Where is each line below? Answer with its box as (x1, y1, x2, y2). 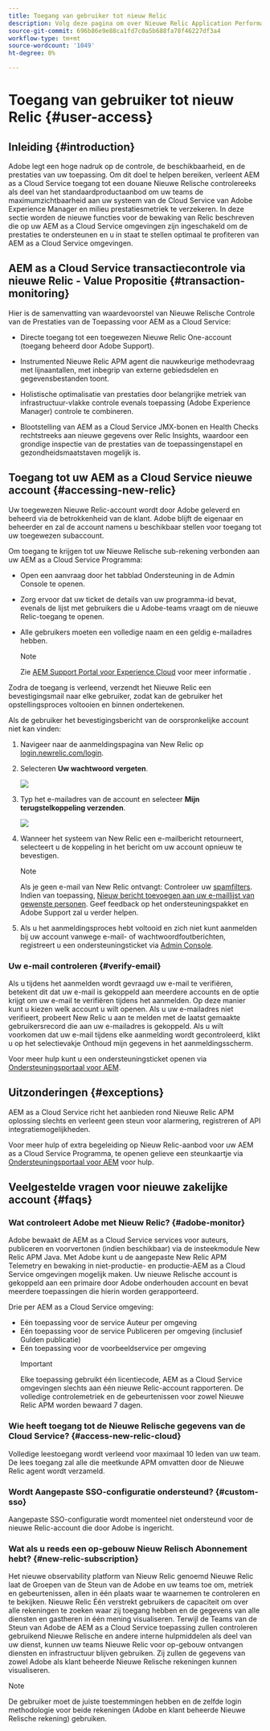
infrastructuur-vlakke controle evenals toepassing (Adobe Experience (19, 398, 251, 407)
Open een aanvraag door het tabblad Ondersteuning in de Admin (19, 570, 235, 580)
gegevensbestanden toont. (19, 374, 110, 383)
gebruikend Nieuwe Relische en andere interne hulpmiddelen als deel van (8, 1631, 252, 1641)
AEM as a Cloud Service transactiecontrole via (8, 262, 246, 275)
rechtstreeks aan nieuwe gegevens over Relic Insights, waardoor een (19, 430, 249, 440)
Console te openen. (19, 579, 86, 589)
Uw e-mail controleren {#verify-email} (8, 960, 162, 971)
